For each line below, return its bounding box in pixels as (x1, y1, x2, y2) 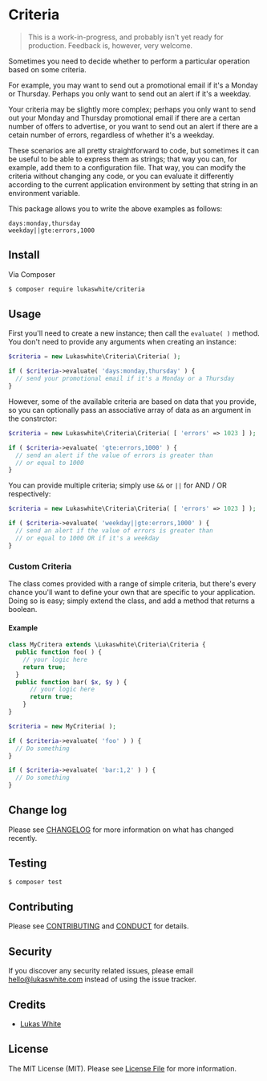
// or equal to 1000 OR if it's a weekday (15, 534, 160, 542)
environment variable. (8, 188, 80, 198)
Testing (8, 857, 47, 871)
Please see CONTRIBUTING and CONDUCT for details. (8, 921, 189, 931)
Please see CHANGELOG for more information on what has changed (8, 825, 234, 834)
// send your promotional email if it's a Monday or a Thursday (15, 375, 235, 383)
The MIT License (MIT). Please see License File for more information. (8, 1063, 237, 1073)
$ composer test (8, 878, 63, 886)
